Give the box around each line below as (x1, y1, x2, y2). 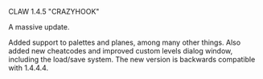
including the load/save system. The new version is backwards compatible (8, 55, 256, 64)
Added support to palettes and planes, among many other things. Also (8, 38, 241, 47)
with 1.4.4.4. (8, 63, 49, 73)
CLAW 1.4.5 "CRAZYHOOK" (8, 7, 100, 16)
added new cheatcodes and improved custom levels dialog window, (8, 46, 233, 55)
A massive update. (8, 22, 70, 31)
